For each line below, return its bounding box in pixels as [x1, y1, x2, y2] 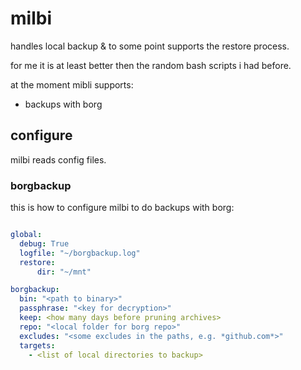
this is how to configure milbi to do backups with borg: [10, 202, 235, 214]
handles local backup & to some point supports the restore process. [10, 40, 290, 52]
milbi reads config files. [10, 153, 107, 166]
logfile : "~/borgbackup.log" [19, 248, 141, 258]
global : [10, 230, 43, 240]
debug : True [19, 238, 70, 249]
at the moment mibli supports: [10, 78, 134, 91]
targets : [19, 340, 56, 351]
